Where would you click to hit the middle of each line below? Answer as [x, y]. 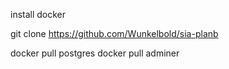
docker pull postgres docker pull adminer [95, 53]
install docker [38, 14]
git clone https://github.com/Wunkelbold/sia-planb [114, 33]
